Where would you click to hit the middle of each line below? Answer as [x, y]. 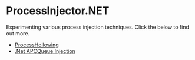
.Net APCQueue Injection [45, 51]
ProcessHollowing [37, 45]
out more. [18, 33]
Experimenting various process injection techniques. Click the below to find [98, 27]
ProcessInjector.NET [58, 11]
